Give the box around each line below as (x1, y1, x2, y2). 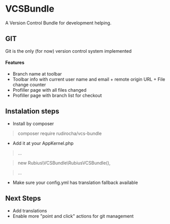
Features (5, 59, 24, 66)
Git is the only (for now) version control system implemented (5, 48, 132, 54)
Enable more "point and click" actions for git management (12, 213, 134, 219)
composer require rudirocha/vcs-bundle (17, 130, 102, 136)
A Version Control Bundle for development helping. (5, 20, 112, 26)
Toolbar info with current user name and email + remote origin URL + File (12, 76, 165, 82)
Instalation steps (5, 107, 59, 116)
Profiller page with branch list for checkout (12, 92, 103, 98)
